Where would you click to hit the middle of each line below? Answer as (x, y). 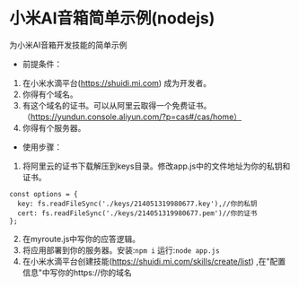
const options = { (44, 194)
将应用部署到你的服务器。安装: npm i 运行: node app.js (121, 250)
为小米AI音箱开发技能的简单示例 (68, 45)
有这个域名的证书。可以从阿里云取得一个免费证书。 (117, 105)
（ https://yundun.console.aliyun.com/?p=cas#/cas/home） (132, 117)
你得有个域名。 (50, 94)
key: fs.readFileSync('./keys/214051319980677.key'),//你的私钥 (137, 204)
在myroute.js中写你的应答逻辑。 (81, 239)
